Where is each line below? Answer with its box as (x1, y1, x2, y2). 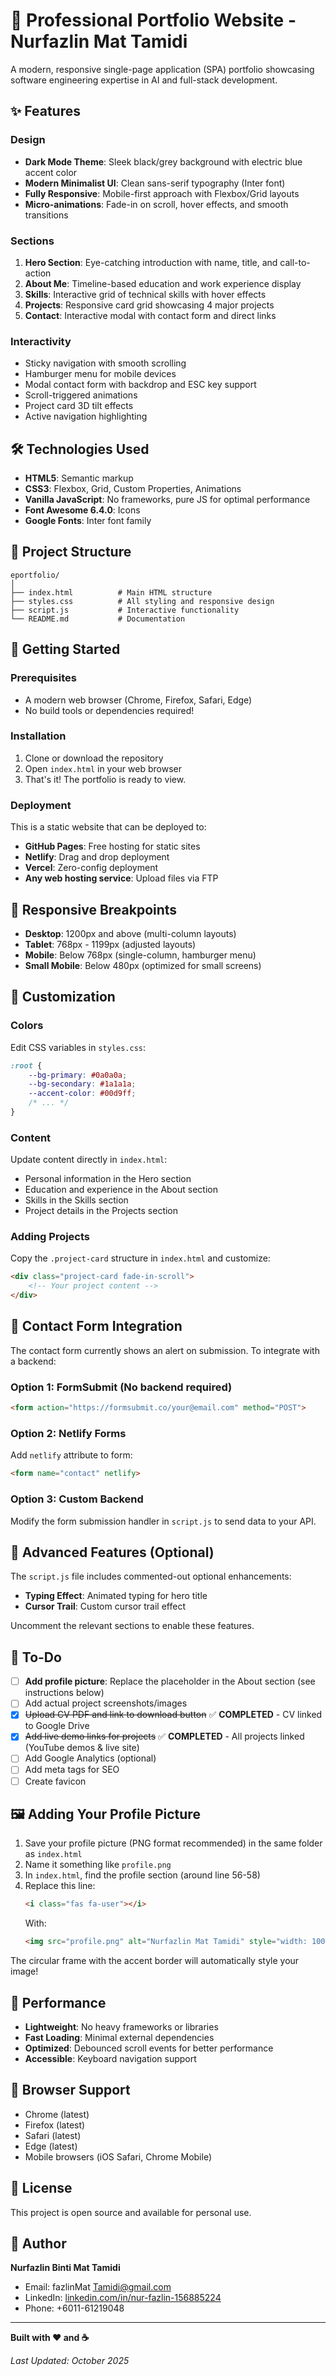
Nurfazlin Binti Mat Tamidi (10, 2262, 121, 2274)
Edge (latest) (24, 2140, 78, 2152)
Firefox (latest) (24, 2119, 86, 2131)
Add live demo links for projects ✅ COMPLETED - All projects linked (24, 1730, 305, 1743)
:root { (10, 1060, 43, 1071)
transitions (24, 209, 69, 221)
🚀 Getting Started (10, 641, 121, 658)
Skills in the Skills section (24, 1194, 129, 1206)
